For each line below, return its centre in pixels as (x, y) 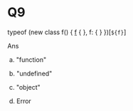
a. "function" (28, 59)
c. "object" (25, 87)
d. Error (20, 101)
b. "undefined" (31, 73)
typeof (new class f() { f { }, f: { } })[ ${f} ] (67, 32)
